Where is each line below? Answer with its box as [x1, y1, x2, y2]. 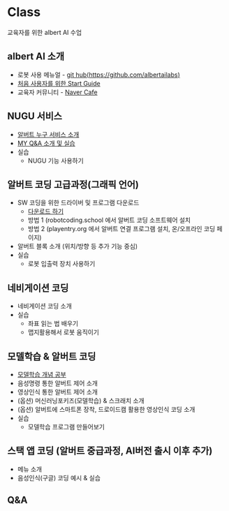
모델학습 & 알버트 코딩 [7, 350, 96, 362]
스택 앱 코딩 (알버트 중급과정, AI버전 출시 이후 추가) [7, 445, 213, 457]
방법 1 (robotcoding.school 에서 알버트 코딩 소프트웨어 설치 [27, 216, 191, 224]
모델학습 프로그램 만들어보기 [27, 423, 105, 431]
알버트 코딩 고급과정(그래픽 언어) [7, 179, 140, 191]
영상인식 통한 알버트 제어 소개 [17, 388, 98, 396]
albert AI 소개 [7, 50, 65, 63]
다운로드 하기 [27, 207, 64, 216]
